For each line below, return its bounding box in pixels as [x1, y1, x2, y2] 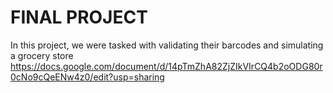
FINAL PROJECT [10, 6, 148, 29]
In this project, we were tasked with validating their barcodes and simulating [10, 39, 324, 51]
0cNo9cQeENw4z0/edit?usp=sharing [10, 71, 165, 83]
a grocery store [10, 49, 74, 61]
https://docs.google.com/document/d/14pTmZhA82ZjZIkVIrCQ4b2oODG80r [10, 60, 323, 72]
